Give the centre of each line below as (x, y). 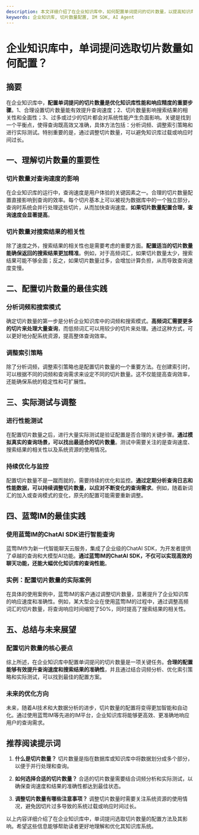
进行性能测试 (25, 421)
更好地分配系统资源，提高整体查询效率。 (60, 336)
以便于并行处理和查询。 (43, 766)
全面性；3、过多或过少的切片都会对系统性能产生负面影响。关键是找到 (106, 117)
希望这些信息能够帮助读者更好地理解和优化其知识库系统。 (86, 826)
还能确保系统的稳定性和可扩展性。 (48, 382)
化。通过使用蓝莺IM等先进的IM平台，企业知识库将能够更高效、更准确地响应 (98, 715)
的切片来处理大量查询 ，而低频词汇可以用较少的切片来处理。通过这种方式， (97, 329)
